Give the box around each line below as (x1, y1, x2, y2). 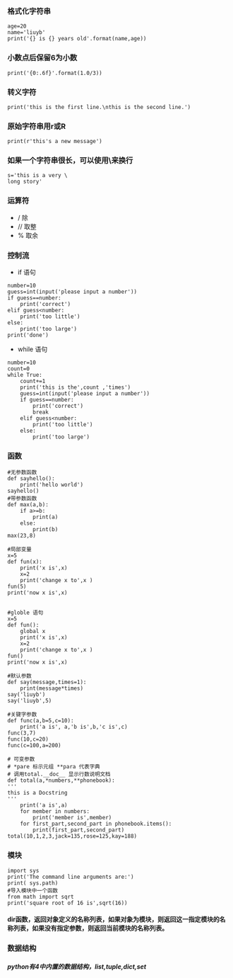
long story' (7, 178, 42, 186)
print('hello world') (20, 482, 83, 489)
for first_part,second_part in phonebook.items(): (20, 820, 172, 828)
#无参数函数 (7, 469, 37, 476)
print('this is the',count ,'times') (20, 384, 131, 391)
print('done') (7, 331, 49, 339)
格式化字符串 (7, 6, 52, 16)
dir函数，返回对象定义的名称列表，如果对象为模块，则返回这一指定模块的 (7, 915, 220, 923)
